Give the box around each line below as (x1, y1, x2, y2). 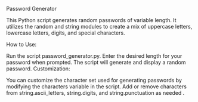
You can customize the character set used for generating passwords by (6, 77, 182, 84)
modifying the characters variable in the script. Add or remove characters (6, 83, 187, 90)
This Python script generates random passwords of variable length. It (6, 17, 177, 23)
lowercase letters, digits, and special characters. (6, 29, 125, 36)
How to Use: (6, 41, 37, 48)
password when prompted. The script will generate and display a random (6, 59, 186, 66)
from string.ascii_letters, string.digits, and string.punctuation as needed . (6, 89, 185, 96)
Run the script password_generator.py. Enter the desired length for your (6, 52, 182, 59)
